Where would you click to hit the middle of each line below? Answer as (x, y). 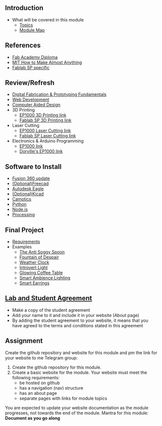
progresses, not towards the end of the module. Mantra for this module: (77, 413)
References (23, 46)
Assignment (24, 341)
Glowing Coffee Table (41, 273)
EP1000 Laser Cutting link (45, 130)
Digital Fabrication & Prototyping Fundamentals (59, 94)
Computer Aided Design (36, 105)
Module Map (32, 30)
